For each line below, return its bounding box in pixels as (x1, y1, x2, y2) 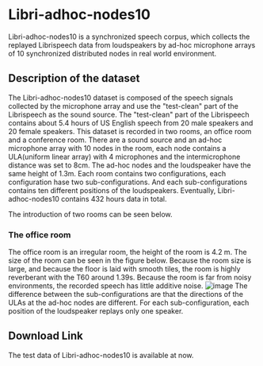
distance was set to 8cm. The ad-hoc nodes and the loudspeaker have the (8, 160, 251, 170)
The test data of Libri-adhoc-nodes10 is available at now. (8, 350, 194, 360)
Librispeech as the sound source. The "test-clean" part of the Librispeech (8, 110, 250, 119)
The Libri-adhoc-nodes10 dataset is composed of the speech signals (8, 93, 234, 102)
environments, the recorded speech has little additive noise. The (8, 281, 248, 291)
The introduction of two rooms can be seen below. (8, 209, 173, 219)
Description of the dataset (8, 71, 140, 85)
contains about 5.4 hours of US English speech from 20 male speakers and (8, 118, 253, 128)
